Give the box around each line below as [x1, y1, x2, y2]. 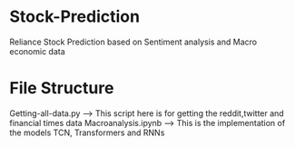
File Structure [9, 78, 114, 99]
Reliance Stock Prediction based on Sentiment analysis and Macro [9, 36, 257, 47]
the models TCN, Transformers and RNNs [9, 127, 165, 138]
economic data [9, 45, 65, 56]
